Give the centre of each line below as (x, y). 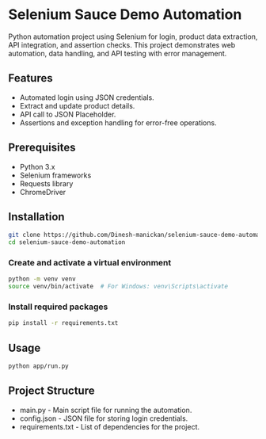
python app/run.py (38, 366)
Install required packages (58, 307)
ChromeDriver (43, 192)
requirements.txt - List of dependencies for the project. (110, 426)
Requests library (46, 183)
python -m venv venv (42, 279)
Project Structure (51, 391)
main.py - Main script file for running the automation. (106, 410)
